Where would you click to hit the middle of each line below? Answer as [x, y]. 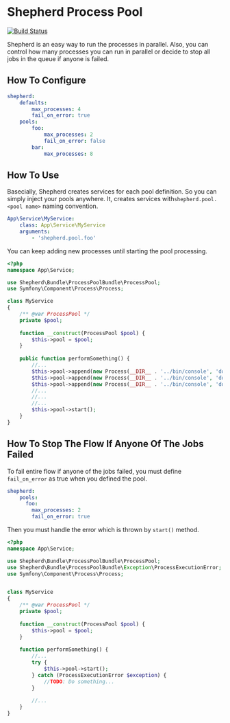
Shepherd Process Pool [75, 12]
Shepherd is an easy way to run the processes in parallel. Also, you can [108, 44]
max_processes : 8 [68, 154]
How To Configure [47, 81]
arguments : [35, 232]
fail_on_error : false [75, 141]
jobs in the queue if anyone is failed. [58, 58]
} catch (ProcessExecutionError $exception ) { [99, 675]
